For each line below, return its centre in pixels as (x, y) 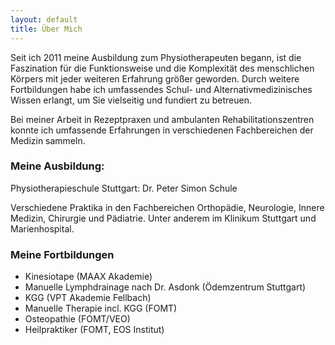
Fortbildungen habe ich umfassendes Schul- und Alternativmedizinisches (161, 89)
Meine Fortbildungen (62, 254)
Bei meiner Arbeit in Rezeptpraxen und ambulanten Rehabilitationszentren (162, 119)
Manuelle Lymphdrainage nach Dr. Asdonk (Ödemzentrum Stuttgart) (165, 287)
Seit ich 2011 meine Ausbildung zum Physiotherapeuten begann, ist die (156, 57)
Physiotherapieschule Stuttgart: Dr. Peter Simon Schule (124, 188)
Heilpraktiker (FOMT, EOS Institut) (94, 330)
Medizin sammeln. (48, 140)
